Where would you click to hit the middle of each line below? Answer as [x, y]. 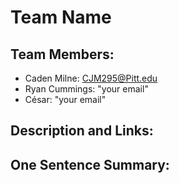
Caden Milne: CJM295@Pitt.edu [91, 78]
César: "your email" [65, 99]
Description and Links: [82, 131]
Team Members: [62, 54]
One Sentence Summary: [90, 164]
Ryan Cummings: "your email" [86, 89]
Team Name [61, 17]
